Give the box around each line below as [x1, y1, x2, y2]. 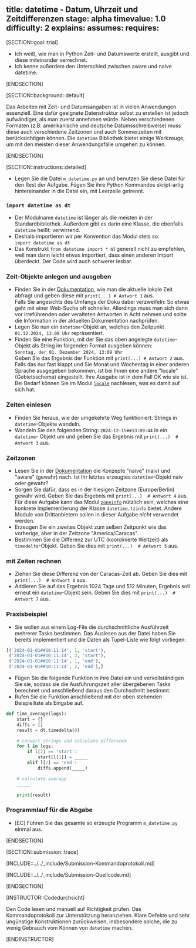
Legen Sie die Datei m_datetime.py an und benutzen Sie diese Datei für [14, 175, 185, 182]
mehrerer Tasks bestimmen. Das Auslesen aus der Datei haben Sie [14, 629, 176, 637]
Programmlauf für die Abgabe [6, 806, 93, 814]
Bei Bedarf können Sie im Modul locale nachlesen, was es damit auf [14, 380, 180, 387]
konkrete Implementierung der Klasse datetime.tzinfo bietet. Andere [14, 505, 182, 512]
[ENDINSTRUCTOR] [6, 936, 54, 943]
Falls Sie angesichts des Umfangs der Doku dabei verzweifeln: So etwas [14, 299, 190, 306]
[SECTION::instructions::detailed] [6, 163, 86, 170]
